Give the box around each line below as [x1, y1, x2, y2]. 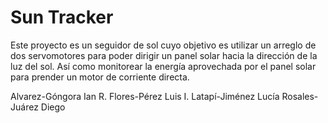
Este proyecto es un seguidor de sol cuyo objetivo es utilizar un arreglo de [10, 39, 317, 51]
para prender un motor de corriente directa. [10, 71, 190, 83]
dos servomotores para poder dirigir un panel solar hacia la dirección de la [10, 49, 318, 61]
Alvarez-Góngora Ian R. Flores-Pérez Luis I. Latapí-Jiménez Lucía [10, 90, 280, 102]
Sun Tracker [10, 6, 114, 29]
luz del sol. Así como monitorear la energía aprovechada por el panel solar [10, 60, 317, 72]
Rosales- [281, 90, 319, 102]
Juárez [10, 101, 39, 113]
